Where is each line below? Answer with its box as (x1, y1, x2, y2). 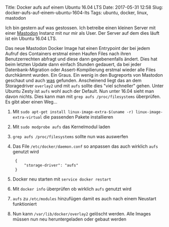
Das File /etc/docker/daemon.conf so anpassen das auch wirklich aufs (12, 143, 158, 149)
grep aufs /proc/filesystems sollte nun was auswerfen (12, 134, 129, 139)
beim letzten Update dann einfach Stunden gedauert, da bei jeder (5, 62, 142, 67)
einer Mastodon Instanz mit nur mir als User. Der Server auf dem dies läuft (5, 30, 160, 36)
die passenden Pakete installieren (43, 114, 114, 120)
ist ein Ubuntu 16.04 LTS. (5, 35, 57, 41)
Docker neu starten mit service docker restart (12, 176, 111, 182)
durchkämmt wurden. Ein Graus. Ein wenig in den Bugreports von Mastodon (5, 72, 163, 78)
